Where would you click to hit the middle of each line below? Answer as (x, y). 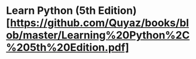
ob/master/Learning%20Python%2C (98, 35)
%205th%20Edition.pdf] (68, 48)
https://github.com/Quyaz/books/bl (99, 23)
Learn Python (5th (51, 11)
